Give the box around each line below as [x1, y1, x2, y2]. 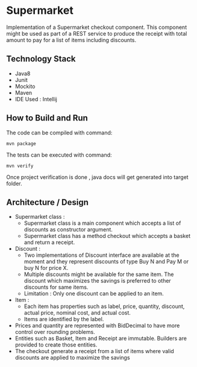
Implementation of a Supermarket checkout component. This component [6, 24, 187, 31]
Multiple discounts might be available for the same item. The [23, 271, 174, 278]
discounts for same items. [23, 284, 89, 291]
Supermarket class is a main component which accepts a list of [23, 219, 181, 227]
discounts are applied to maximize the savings [14, 354, 131, 362]
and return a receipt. [23, 239, 75, 246]
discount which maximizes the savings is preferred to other [23, 277, 172, 284]
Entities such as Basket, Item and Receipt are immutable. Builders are [14, 335, 187, 342]
